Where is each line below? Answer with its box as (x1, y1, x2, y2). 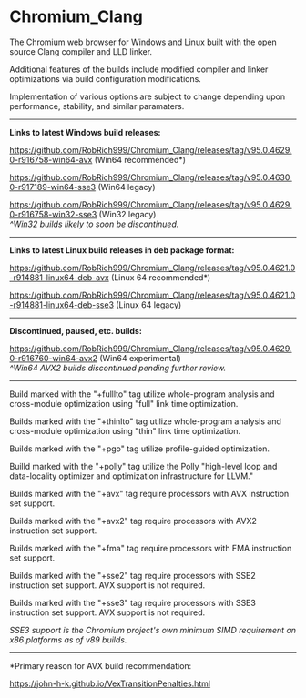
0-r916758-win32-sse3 (9, 208, 97, 219)
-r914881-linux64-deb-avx (9, 271, 109, 283)
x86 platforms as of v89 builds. (9, 634, 127, 645)
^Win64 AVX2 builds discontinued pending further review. (9, 362, 227, 373)
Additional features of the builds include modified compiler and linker (9, 64, 269, 75)
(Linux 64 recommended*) (110, 271, 211, 283)
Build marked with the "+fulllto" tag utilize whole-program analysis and (9, 389, 275, 400)
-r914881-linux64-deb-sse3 (9, 298, 115, 310)
